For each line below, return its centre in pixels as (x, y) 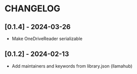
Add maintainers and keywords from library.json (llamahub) (72, 66)
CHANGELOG (32, 9)
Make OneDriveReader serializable (47, 38)
